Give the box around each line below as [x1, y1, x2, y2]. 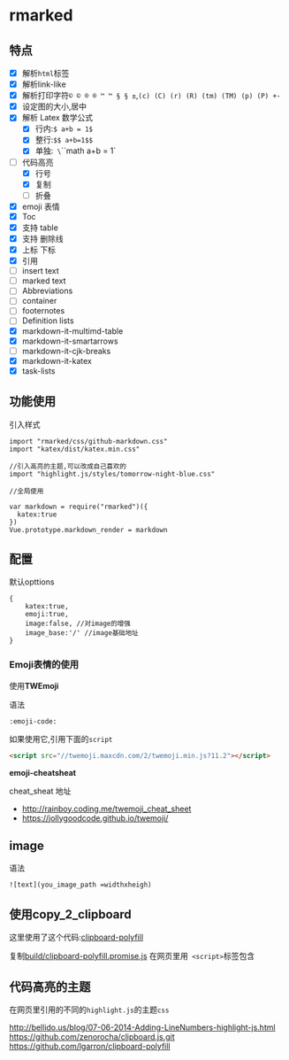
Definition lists [21, 315, 74, 326]
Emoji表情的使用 [9, 659, 80, 671]
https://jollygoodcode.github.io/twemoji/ [21, 812, 169, 824]
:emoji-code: [9, 716, 57, 726]
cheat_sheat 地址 [9, 785, 72, 796]
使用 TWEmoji [9, 680, 59, 691]
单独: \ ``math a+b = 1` [34, 145, 117, 156]
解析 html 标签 [21, 68, 70, 78]
